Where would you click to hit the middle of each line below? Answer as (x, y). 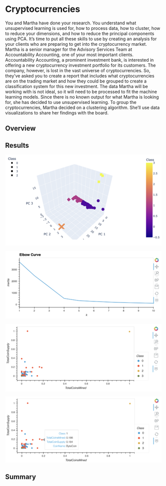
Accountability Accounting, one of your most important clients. (69, 54)
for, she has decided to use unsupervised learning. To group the (71, 102)
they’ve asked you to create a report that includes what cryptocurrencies (80, 76)
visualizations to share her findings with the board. (57, 112)
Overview (21, 129)
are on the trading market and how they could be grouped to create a (76, 81)
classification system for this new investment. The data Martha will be (77, 86)
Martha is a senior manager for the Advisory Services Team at (69, 49)
